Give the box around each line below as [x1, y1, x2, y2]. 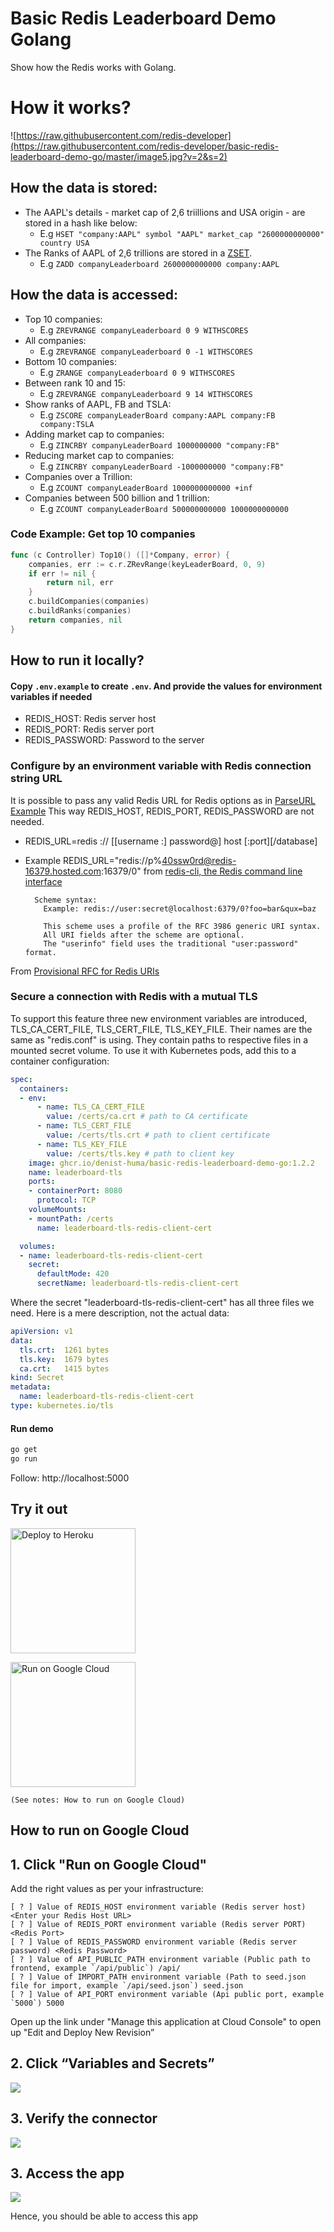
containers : [19, 1083, 70, 1094]
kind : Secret [10, 1373, 65, 1383]
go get [10, 1445, 38, 1455]
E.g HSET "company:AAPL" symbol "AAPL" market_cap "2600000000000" [39, 227, 325, 239]
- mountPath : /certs [28, 1213, 114, 1224]
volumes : [19, 1241, 56, 1251]
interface [24, 875, 63, 887]
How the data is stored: [10, 180, 158, 197]
